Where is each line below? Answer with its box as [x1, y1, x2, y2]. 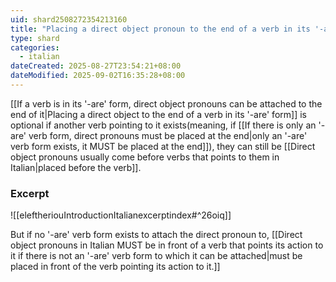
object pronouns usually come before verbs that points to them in [10, 151, 280, 163]
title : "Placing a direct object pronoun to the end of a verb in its [10, 24, 311, 34]
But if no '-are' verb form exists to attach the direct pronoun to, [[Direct [10, 229, 303, 241]
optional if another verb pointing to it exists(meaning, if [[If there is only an [10, 119, 317, 131]
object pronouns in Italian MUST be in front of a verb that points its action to [10, 239, 324, 251]
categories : [10, 42, 60, 53]
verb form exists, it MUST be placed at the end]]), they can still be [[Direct [10, 140, 316, 152]
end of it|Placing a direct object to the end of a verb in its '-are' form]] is [10, 108, 307, 120]
